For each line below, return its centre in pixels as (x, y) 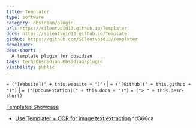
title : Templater (28, 12)
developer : (20, 45)
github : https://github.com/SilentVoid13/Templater (72, 39)
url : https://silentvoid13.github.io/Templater (67, 28)
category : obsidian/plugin (40, 23)
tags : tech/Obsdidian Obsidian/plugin (55, 61)
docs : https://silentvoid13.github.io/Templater (68, 34)
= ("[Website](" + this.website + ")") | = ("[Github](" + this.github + (99, 84)
